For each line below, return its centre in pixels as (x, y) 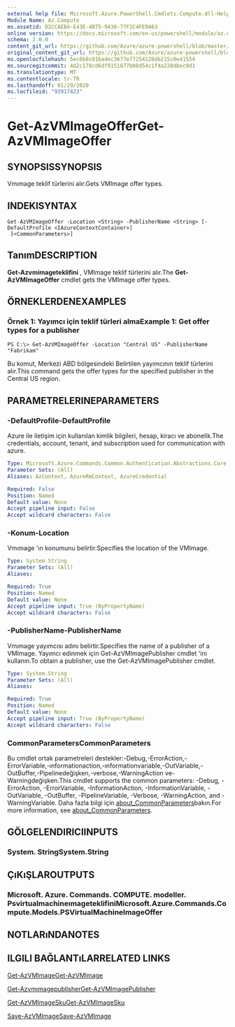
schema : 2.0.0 (28, 40)
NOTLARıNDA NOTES (54, 935)
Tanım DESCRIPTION (52, 256)
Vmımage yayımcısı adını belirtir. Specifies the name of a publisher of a (108, 646)
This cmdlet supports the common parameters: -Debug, (140, 781)
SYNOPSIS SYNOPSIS (55, 167)
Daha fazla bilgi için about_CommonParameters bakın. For (140, 803)
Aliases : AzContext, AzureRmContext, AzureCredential (87, 476)
